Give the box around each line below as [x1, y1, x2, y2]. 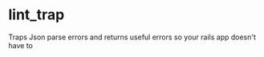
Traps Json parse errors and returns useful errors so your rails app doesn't [8, 32, 257, 42]
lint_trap [8, 6, 65, 24]
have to [8, 40, 34, 50]
